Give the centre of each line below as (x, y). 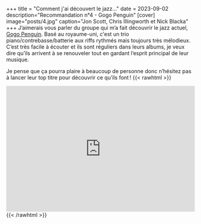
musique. (18, 60)
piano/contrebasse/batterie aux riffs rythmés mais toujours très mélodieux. (98, 40)
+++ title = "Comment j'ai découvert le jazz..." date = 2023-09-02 (87, 9)
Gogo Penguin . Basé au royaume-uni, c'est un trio (68, 34)
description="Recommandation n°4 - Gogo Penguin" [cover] (81, 15)
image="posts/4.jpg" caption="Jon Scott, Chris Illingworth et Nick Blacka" (97, 21)
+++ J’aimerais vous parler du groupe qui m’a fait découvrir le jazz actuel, (97, 28)
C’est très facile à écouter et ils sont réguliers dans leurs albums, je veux (95, 47)
